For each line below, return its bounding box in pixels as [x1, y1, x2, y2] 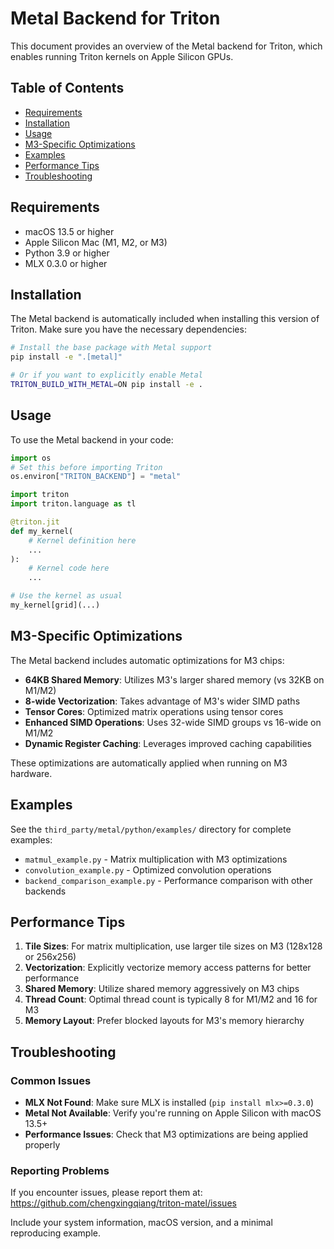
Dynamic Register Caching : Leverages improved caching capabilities [24, 737, 312, 749]
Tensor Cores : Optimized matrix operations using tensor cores [24, 705, 284, 717]
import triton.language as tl [10, 499, 137, 509]
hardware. [10, 767, 53, 779]
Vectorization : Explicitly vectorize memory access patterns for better [24, 962, 312, 974]
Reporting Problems [10, 1163, 110, 1177]
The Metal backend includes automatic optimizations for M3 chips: [10, 654, 285, 666]
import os [10, 453, 52, 463]
